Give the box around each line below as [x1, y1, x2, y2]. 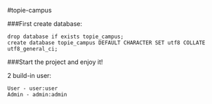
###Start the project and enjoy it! [7, 58, 103, 66]
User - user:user [7, 85, 58, 92]
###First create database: [7, 20, 83, 27]
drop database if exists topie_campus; [7, 33, 124, 40]
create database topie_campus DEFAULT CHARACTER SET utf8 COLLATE [7, 39, 206, 46]
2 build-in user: [7, 72, 51, 79]
